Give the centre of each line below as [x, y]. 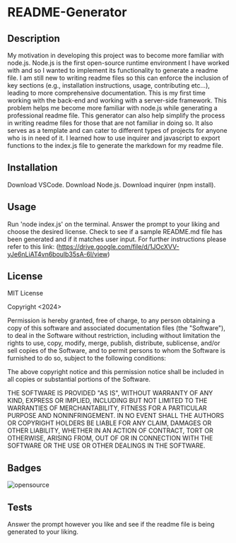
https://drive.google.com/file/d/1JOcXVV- [119, 246]
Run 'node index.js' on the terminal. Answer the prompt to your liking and [114, 224]
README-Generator [67, 12]
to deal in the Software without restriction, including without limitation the [114, 336]
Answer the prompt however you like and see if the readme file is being [111, 525]
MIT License [25, 293]
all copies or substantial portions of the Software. [79, 380]
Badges [24, 468]
